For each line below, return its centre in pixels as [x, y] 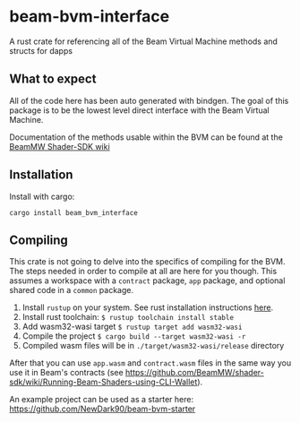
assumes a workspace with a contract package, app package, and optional [147, 281]
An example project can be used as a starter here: [102, 400]
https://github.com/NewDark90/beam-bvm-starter [103, 409]
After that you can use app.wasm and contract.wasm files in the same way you [150, 363]
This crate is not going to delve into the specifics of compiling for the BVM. [147, 262]
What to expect [53, 79]
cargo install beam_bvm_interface [74, 212]
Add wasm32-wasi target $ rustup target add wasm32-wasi [132, 327]
